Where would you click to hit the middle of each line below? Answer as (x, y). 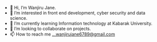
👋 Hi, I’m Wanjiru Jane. (33, 8)
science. (19, 18)
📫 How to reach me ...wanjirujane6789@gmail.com (62, 34)
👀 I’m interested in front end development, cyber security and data (78, 13)
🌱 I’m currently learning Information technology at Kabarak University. (81, 23)
